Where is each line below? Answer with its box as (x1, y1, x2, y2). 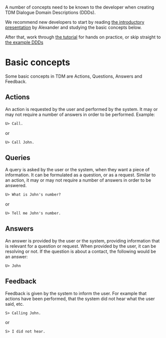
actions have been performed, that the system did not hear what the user (5, 296, 155, 302)
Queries (5, 153, 31, 162)
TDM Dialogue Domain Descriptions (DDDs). (5, 9, 96, 15)
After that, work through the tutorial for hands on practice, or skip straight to (5, 34, 161, 40)
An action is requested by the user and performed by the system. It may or (5, 106, 158, 112)
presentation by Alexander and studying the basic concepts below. (5, 24, 142, 30)
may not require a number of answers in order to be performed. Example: (5, 112, 155, 117)
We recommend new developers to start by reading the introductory (5, 19, 145, 25)
